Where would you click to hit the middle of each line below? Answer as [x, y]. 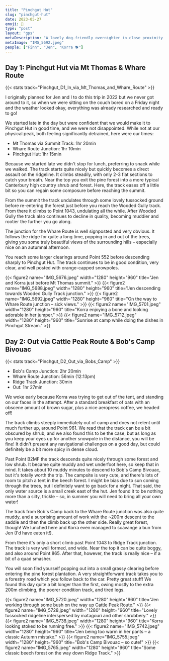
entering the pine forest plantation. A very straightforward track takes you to [84, 574]
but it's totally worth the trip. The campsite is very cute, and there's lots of [82, 475]
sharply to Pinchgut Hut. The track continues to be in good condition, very [82, 262]
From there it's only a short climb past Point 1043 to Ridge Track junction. [81, 543]
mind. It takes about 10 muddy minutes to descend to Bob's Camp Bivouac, [83, 470]
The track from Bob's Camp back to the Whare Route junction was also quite [84, 512]
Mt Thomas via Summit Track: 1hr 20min [54, 143]
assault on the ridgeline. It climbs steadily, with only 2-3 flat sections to [79, 174]
